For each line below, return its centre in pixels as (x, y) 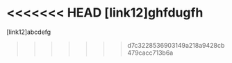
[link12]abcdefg (29, 32)
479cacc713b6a (150, 53)
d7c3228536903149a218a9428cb (176, 45)
